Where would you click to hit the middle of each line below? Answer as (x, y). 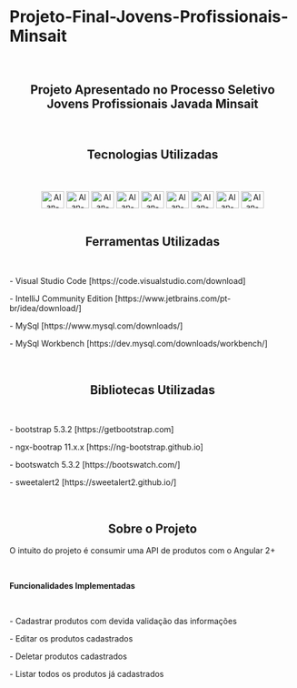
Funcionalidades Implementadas (73, 586)
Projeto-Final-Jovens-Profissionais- (149, 17)
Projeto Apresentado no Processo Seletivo (153, 90)
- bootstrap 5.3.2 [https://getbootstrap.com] (92, 430)
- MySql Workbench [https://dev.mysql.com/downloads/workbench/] (139, 344)
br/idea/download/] (45, 309)
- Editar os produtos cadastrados (71, 638)
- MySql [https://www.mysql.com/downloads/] (96, 326)
